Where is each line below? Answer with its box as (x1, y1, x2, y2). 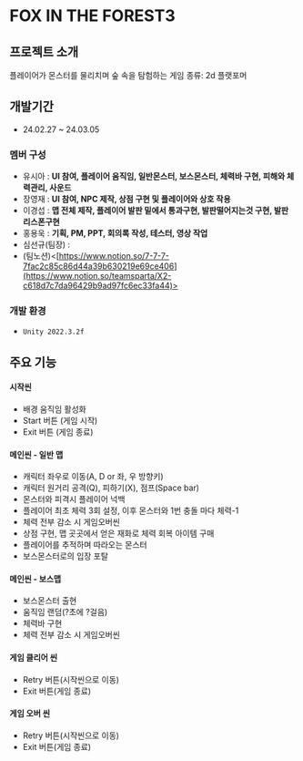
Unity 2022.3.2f (22, 327, 85, 337)
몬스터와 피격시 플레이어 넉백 (22, 494, 126, 505)
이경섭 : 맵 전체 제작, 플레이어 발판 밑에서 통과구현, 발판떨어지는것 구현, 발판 (22, 205, 289, 216)
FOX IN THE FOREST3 (9, 5, 176, 26)
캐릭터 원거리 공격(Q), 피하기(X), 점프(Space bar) (22, 482, 200, 493)
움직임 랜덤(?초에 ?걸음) (22, 607, 108, 618)
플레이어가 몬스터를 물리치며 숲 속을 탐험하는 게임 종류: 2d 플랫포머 (9, 70, 247, 80)
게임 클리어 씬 (9, 653, 57, 663)
